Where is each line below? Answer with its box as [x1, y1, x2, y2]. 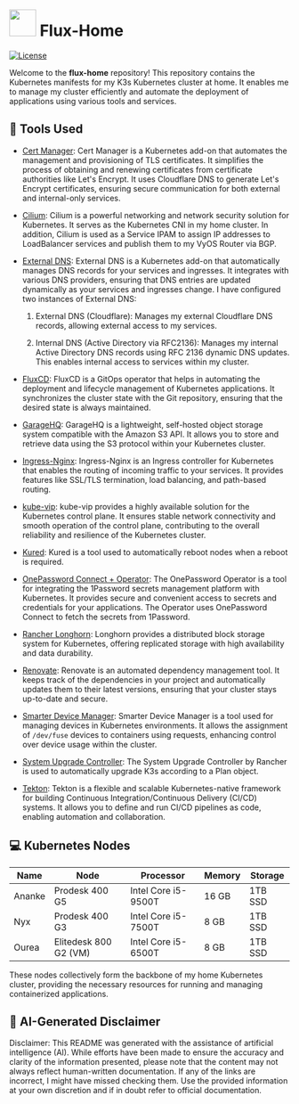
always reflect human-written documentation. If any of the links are [9, 1066, 256, 1077]
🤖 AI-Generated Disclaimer [9, 1014, 161, 1029]
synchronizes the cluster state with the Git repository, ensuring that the [21, 392, 283, 403]
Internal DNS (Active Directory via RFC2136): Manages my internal [35, 337, 279, 348]
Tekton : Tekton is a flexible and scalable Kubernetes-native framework [21, 782, 282, 793]
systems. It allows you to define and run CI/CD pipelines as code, [21, 802, 262, 813]
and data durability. [21, 647, 93, 658]
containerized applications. [9, 988, 109, 999]
